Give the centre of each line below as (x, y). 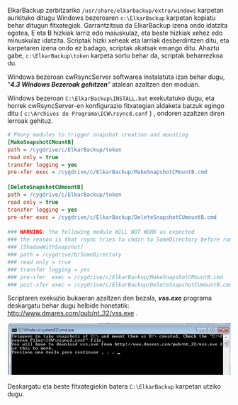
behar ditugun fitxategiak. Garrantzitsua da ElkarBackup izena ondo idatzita (118, 25)
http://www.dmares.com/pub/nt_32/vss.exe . (73, 313)
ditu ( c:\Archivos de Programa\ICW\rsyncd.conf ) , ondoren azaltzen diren (116, 113)
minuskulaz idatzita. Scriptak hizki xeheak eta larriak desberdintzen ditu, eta (118, 40)
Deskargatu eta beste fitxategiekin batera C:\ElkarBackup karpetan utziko (114, 387)
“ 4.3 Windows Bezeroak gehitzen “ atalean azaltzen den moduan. (104, 84)
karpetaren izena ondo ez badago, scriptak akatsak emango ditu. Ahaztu (113, 48)
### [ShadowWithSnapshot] (45, 247)
